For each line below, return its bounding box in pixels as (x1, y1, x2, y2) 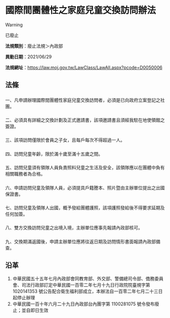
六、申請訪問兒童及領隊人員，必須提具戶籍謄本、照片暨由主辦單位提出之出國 (5, 184, 165, 190)
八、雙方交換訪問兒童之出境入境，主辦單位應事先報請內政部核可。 (5, 225, 143, 231)
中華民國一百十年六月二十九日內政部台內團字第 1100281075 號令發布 (12, 301, 155, 307)
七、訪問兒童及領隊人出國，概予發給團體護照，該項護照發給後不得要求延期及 (5, 205, 165, 211)
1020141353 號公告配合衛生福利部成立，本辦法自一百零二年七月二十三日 (12, 288, 163, 294)
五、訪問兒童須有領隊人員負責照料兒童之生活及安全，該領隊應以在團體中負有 (5, 165, 165, 171)
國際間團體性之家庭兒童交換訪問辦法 (5, 5, 156, 16)
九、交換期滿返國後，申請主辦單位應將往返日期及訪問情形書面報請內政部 (5, 238, 156, 245)
